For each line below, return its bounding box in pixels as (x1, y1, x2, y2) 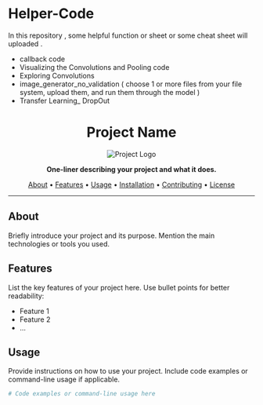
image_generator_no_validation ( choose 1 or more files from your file (19, 79, 243, 89)
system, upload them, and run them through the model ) (19, 87, 200, 97)
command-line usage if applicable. (8, 374, 120, 385)
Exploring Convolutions (19, 71, 95, 80)
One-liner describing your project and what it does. (46, 164, 217, 173)
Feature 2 (19, 315, 51, 324)
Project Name (86, 123, 177, 141)
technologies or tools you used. (8, 239, 110, 248)
